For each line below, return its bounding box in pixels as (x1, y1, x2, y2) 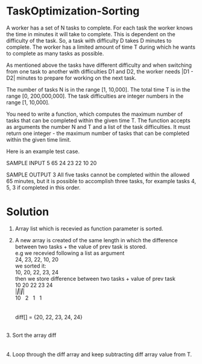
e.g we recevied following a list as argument (14, 249, 125, 257)
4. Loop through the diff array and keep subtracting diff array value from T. (6, 351, 192, 358)
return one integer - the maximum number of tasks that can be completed (6, 130, 190, 137)
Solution (6, 205, 49, 219)
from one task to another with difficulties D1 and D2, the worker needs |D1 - (6, 67, 194, 75)
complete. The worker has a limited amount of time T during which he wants (6, 43, 196, 51)
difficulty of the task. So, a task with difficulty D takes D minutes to (6, 37, 172, 44)
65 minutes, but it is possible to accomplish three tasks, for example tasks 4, (6, 177, 197, 184)
